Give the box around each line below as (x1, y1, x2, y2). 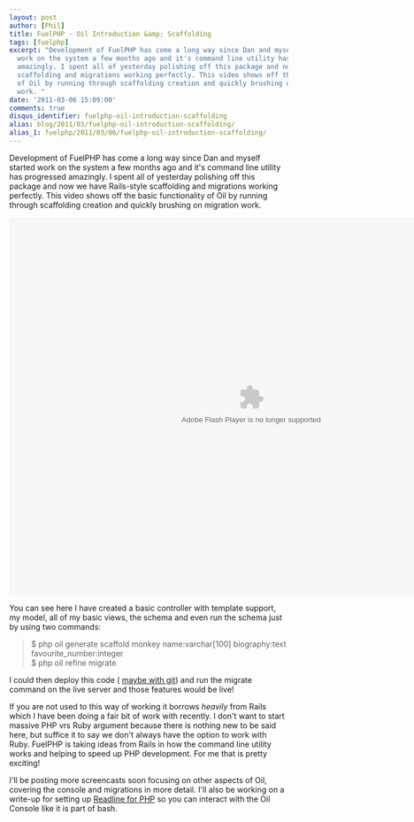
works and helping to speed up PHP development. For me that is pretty (9, 748, 268, 758)
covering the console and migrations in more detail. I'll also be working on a (9, 784, 285, 795)
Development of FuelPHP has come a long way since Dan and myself (9, 152, 261, 163)
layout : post (9, 12, 57, 22)
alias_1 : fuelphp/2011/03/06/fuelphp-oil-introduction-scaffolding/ (9, 128, 267, 137)
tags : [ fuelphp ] (9, 37, 69, 47)
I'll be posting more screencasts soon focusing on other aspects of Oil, (9, 774, 267, 785)
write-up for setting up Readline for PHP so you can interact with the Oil (9, 794, 271, 804)
